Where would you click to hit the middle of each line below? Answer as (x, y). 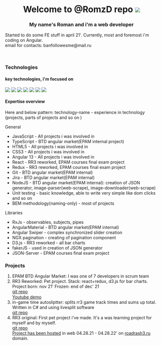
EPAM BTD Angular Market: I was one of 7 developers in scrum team (80, 276)
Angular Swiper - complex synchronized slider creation (67, 232)
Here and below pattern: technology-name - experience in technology (75, 112)
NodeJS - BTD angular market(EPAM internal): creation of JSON (76, 182)
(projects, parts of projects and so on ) (44, 117)
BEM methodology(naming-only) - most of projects (63, 203)
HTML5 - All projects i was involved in (50, 147)
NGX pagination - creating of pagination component (64, 237)
